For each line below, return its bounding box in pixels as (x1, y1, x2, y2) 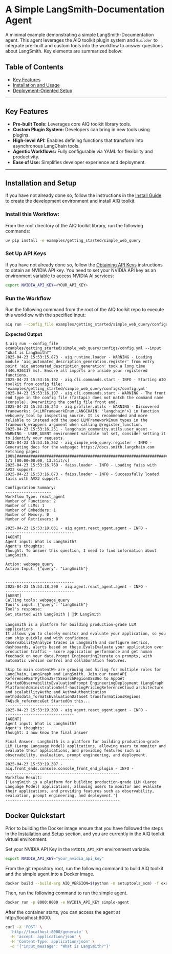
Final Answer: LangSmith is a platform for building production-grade (5, 739, 159, 744)
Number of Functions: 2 (5, 498, 56, 503)
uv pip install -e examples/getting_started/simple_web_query (5, 238, 141, 243)
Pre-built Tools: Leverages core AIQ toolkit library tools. (12, 121, 132, 127)
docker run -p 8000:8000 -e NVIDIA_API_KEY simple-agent (5, 900, 130, 905)
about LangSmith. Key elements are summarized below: (5, 48, 123, 54)
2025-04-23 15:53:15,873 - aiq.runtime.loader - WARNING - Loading (5, 354, 153, 359)
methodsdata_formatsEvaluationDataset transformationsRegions (5, 694, 141, 699)
